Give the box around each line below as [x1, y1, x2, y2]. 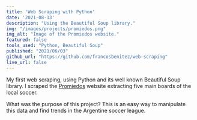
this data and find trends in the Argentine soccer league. [6, 107, 146, 114]
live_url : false [6, 59, 47, 65]
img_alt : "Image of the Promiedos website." [6, 31, 120, 37]
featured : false [6, 37, 47, 43]
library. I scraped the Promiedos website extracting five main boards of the [6, 82, 192, 89]
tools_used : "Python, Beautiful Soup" [6, 43, 103, 49]
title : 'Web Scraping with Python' [6, 8, 95, 15]
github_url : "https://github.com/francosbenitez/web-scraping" [6, 54, 168, 60]
